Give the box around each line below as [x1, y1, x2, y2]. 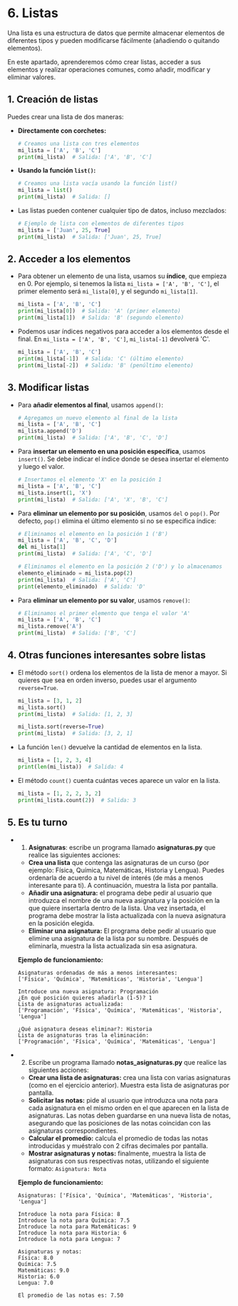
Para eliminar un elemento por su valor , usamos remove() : [17, 596, 190, 604]
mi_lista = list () [17, 187, 73, 194]
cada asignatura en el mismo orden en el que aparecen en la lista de [28, 1103, 229, 1112]
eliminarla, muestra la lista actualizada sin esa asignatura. [28, 941, 197, 950]
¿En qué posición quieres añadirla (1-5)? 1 [17, 994, 152, 1001]
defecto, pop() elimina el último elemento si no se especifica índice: [17, 516, 217, 525]
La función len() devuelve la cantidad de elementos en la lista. [17, 743, 202, 751]
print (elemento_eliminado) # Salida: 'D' [17, 583, 146, 590]
